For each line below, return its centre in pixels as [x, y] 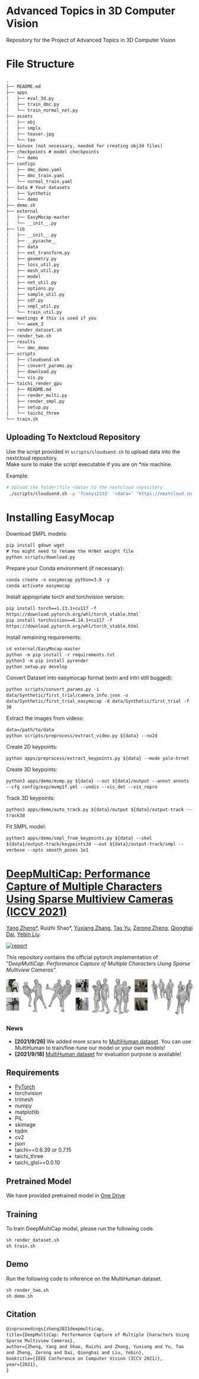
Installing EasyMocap [60, 517]
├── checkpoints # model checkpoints [53, 152]
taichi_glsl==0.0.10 [37, 1163]
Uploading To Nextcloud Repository [73, 437]
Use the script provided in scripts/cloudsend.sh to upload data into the [93, 451]
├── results [21, 342]
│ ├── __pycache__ [32, 241]
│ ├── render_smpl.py [36, 401]
